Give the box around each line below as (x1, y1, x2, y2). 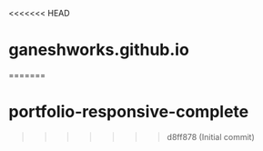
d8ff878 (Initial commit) (167, 131, 256, 142)
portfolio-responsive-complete (8, 102, 249, 122)
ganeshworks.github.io (8, 40, 190, 60)
